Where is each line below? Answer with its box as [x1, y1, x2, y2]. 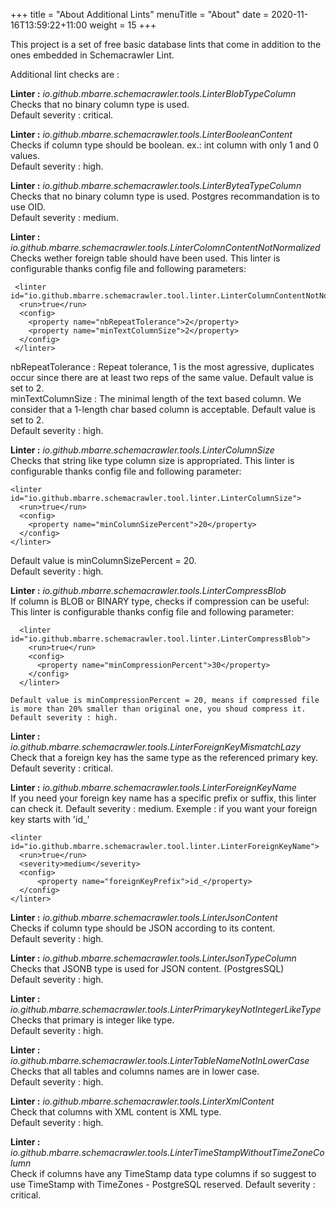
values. [10, 150, 40, 161]
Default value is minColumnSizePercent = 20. [10, 555, 197, 566]
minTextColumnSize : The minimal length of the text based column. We [10, 393, 302, 404]
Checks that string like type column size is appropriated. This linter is [10, 455, 295, 466]
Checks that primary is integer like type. [10, 1014, 175, 1026]
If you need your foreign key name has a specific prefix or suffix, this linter [10, 792, 317, 804]
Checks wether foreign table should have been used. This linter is [10, 252, 281, 264]
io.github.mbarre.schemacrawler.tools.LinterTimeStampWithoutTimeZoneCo [10, 1147, 325, 1158]
